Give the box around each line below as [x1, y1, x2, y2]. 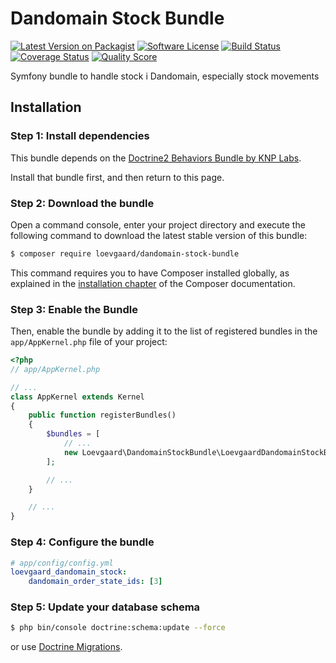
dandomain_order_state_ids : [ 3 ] [28, 577, 163, 587]
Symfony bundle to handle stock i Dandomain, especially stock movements [10, 70, 320, 82]
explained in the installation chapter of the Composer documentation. [10, 277, 296, 289]
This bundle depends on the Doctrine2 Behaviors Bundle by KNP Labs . [10, 152, 302, 164]
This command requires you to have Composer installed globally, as [10, 267, 290, 279]
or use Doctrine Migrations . [10, 641, 123, 653]
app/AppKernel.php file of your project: [10, 336, 168, 348]
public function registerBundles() [28, 410, 177, 421]
